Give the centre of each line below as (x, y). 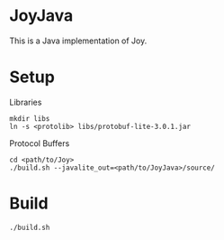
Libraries (26, 102)
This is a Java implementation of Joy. (78, 41)
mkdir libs (30, 118)
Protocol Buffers (40, 143)
